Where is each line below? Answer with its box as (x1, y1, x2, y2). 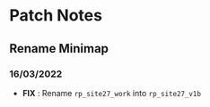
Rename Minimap (9, 41, 109, 56)
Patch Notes (9, 5, 103, 26)
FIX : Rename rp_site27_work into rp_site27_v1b (22, 87, 202, 98)
